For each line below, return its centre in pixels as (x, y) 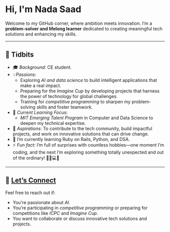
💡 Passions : (24, 74)
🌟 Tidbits (19, 55)
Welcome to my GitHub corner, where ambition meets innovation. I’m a (79, 23)
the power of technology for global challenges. (69, 96)
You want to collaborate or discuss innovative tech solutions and (80, 218)
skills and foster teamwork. (65, 107)
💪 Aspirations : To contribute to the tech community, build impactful (82, 128)
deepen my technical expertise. (53, 123)
